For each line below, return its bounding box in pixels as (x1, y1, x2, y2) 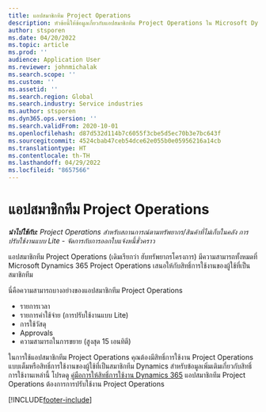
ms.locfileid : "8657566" (8, 166, 90, 174)
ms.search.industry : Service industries (8, 100, 144, 108)
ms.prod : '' (8, 48, 47, 56)
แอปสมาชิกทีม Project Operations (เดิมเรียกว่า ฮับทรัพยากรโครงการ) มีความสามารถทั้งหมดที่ (8, 251, 258, 261)
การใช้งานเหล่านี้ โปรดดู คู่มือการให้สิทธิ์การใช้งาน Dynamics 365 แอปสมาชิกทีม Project (8, 370, 246, 380)
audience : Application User (8, 56, 101, 64)
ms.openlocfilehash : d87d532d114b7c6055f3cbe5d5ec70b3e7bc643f (8, 129, 222, 137)
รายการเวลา (19, 301, 51, 311)
